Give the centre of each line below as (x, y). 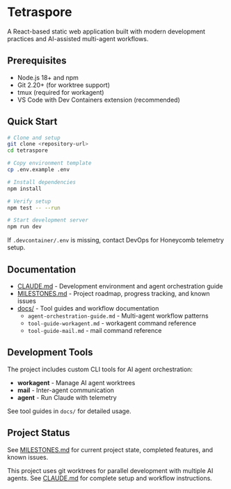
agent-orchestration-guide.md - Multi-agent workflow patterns (118, 316)
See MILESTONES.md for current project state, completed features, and (110, 449)
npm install (24, 189)
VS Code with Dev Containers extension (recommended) (99, 100)
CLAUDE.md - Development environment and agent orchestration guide (120, 286)
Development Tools (50, 352)
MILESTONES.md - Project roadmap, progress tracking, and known (113, 294)
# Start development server (48, 220)
